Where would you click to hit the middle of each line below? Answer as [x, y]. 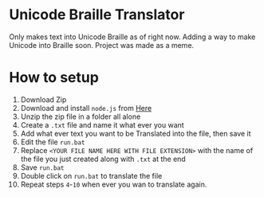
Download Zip [43, 99]
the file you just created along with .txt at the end [103, 159]
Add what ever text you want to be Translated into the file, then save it [136, 133]
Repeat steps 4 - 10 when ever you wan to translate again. [114, 184]
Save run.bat [42, 167]
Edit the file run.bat [53, 142]
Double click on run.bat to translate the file [91, 175]
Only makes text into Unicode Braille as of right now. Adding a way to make [132, 37]
